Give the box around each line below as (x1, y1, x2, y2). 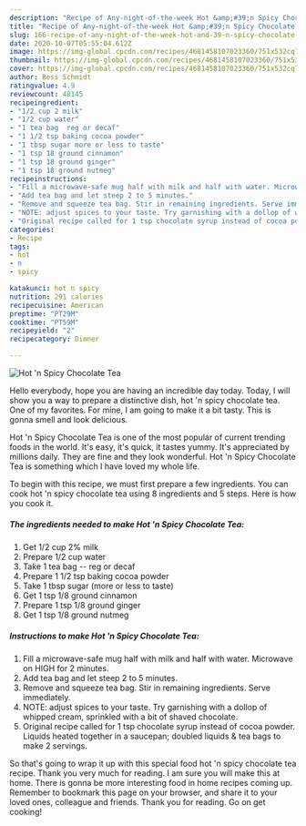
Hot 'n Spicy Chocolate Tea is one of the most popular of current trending (9, 432, 286, 443)
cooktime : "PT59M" (9, 318, 79, 327)
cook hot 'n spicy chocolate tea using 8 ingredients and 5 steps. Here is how (9, 488, 297, 499)
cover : (9, 65, 35, 74)
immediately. (22, 691, 71, 702)
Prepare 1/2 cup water (22, 551, 107, 562)
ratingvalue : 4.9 (9, 81, 76, 90)
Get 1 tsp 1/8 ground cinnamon (22, 589, 138, 601)
